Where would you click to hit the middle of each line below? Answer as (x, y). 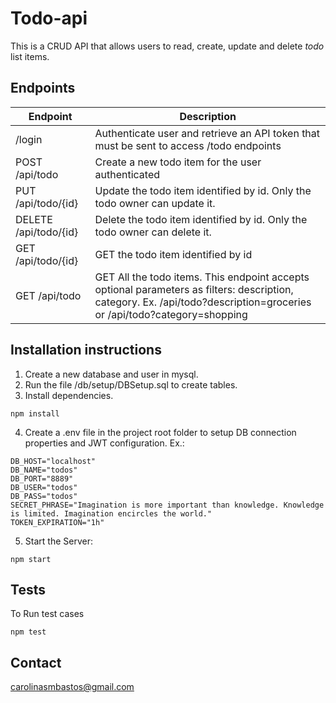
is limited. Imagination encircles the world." (111, 513)
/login (29, 139)
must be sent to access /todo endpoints (188, 145)
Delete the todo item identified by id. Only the (201, 219)
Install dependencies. (69, 395)
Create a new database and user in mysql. (111, 374)
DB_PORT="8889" (42, 478)
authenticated (127, 174)
